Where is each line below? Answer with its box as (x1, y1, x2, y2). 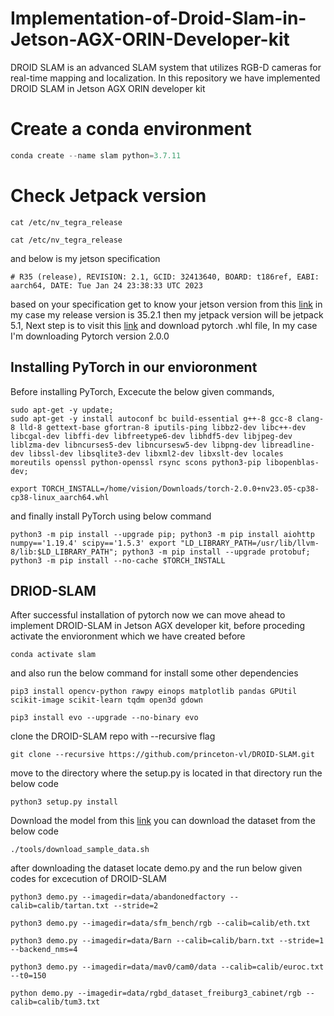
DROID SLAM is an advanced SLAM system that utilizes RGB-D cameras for (10, 61, 322, 73)
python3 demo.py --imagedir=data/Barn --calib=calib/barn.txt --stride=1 (10, 936, 325, 946)
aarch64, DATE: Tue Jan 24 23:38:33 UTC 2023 (10, 280, 203, 291)
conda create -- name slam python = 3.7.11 (10, 150, 182, 161)
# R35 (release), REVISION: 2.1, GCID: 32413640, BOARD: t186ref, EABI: (10, 272, 320, 282)
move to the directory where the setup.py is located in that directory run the (10, 767, 323, 779)
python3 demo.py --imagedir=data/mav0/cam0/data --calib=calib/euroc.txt (10, 962, 325, 972)
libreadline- (260, 440, 315, 450)
